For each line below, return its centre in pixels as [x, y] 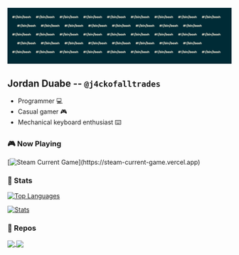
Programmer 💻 [40, 101]
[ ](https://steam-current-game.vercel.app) [104, 162]
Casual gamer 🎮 [42, 112]
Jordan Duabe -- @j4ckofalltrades [84, 83]
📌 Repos [22, 228]
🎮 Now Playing [34, 144]
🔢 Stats [20, 180]
